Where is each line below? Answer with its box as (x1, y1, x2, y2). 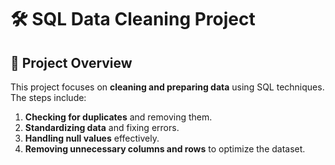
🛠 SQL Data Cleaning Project (10, 8, 256, 31)
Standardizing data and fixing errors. (24, 122, 180, 133)
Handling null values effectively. (24, 132, 160, 144)
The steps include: (10, 92, 87, 103)
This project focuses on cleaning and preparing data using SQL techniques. (10, 81, 325, 93)
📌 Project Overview (10, 54, 133, 71)
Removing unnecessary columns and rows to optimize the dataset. (24, 143, 306, 155)
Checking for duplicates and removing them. (24, 111, 213, 123)
